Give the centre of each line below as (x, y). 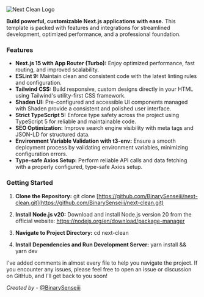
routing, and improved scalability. (57, 70)
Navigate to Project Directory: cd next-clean (72, 232)
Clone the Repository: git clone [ (57, 196)
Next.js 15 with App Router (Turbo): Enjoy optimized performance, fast (105, 63)
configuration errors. (41, 154)
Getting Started (30, 183)
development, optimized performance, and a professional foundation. (94, 34)
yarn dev (26, 251)
